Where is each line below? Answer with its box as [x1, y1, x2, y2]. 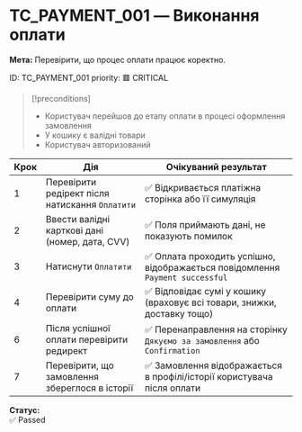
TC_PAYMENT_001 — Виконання [9, 5, 260, 26]
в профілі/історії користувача [144, 370, 273, 382]
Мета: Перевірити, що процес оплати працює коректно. [9, 54, 226, 65]
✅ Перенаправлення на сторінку [144, 323, 288, 336]
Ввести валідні [45, 212, 111, 225]
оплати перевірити [45, 333, 129, 346]
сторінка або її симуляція [144, 193, 256, 205]
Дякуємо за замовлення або [144, 334, 261, 346]
